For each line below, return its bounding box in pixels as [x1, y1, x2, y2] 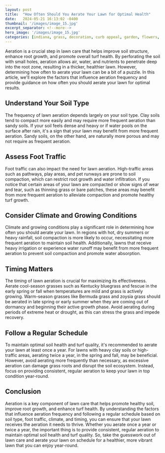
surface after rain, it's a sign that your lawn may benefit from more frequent [5, 128, 159, 133]
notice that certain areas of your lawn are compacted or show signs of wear [5, 181, 159, 187]
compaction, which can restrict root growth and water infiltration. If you [5, 176, 150, 182]
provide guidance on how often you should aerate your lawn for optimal [5, 79, 150, 85]
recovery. [5, 315, 25, 321]
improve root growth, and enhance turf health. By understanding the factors [5, 406, 159, 412]
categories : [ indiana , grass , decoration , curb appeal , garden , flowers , [5, 35, 160, 40]
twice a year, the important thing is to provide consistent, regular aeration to [5, 426, 159, 432]
